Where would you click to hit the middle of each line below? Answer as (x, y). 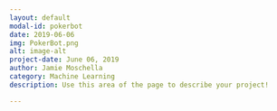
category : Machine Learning (62, 77)
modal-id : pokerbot (46, 26)
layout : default (40, 18)
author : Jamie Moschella (56, 69)
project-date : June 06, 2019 (64, 60)
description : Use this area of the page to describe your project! (139, 85)
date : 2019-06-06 (42, 34)
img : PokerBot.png (44, 43)
